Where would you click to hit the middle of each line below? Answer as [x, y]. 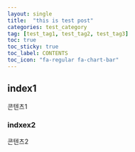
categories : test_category [47, 27]
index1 [22, 89]
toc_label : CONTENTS [38, 54]
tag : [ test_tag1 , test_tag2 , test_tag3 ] [68, 34]
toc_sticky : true [33, 47]
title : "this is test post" [50, 21]
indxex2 [22, 125]
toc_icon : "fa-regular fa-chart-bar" [63, 60]
